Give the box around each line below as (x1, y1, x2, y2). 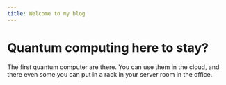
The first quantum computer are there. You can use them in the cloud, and (7, 63, 220, 71)
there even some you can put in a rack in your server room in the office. (7, 70, 213, 78)
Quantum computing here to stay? (7, 39, 209, 55)
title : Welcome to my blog (7, 10, 86, 17)
